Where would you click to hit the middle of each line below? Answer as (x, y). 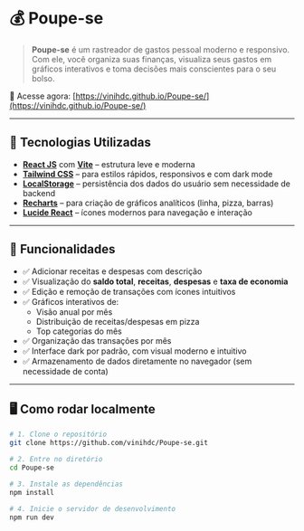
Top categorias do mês (79, 331)
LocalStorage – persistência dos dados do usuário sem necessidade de (157, 184)
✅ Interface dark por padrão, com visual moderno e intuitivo (134, 351)
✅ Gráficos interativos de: (71, 301)
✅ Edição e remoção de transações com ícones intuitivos (129, 291)
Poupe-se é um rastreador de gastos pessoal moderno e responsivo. (161, 49)
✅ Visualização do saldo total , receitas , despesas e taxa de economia (155, 281)
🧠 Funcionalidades (62, 249)
